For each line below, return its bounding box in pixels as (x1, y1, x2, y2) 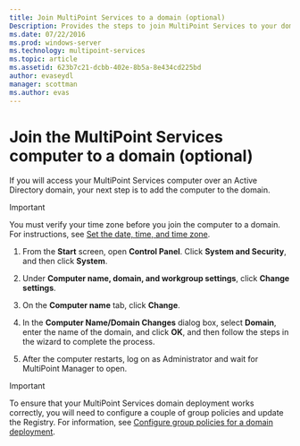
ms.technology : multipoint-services (9, 47, 146, 56)
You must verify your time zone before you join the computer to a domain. (9, 219, 281, 230)
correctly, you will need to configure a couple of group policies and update (9, 407, 284, 418)
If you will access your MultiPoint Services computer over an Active (9, 176, 258, 186)
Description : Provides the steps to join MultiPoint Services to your (9, 21, 278, 30)
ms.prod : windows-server (9, 38, 102, 47)
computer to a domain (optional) (9, 145, 254, 166)
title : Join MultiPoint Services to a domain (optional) (9, 13, 226, 22)
